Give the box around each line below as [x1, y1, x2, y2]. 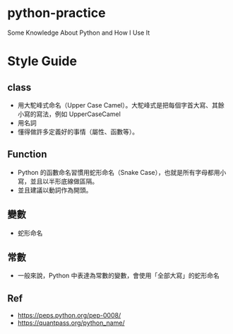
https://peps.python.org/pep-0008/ [17, 311, 121, 320]
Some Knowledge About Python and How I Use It [7, 28, 150, 37]
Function [7, 149, 47, 161]
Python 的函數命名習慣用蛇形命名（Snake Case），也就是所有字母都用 [17, 168, 220, 176]
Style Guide [7, 53, 78, 69]
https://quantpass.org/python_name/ [17, 318, 125, 327]
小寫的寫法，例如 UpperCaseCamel [17, 110, 121, 118]
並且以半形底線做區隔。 [30, 177, 99, 185]
